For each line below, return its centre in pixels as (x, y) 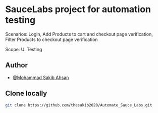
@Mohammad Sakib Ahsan (41, 78)
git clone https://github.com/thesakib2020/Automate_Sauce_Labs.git (79, 105)
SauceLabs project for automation (78, 9)
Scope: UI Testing (24, 49)
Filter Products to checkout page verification (51, 40)
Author (16, 65)
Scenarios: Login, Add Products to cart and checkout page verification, (79, 34)
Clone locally (26, 93)
